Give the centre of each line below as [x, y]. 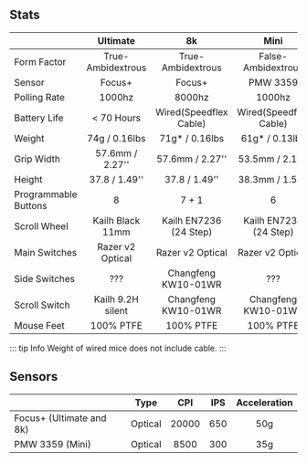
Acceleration [265, 403]
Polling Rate [40, 97]
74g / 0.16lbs [116, 138]
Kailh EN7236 [191, 220]
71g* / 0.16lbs [192, 138]
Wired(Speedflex [191, 111]
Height [28, 179]
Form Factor [40, 61]
